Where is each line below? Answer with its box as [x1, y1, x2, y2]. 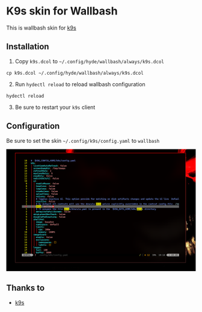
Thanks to [6, 283, 45, 293]
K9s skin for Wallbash [6, 4, 118, 18]
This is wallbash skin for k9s [6, 24, 76, 31]
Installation [6, 42, 49, 52]
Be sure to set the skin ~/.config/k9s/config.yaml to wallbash [6, 137, 160, 144]
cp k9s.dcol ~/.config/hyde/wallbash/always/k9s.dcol [6, 70, 144, 76]
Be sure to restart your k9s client [14, 104, 96, 111]
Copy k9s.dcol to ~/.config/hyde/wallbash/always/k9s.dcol [14, 57, 164, 64]
